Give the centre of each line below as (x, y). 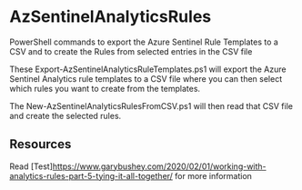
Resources (40, 144)
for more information (213, 175)
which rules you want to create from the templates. (105, 88)
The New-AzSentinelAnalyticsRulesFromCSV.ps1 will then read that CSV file (151, 105)
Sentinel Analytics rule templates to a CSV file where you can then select (146, 78)
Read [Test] (31, 166)
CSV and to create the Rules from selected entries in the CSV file (131, 51)
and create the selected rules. (65, 115)
